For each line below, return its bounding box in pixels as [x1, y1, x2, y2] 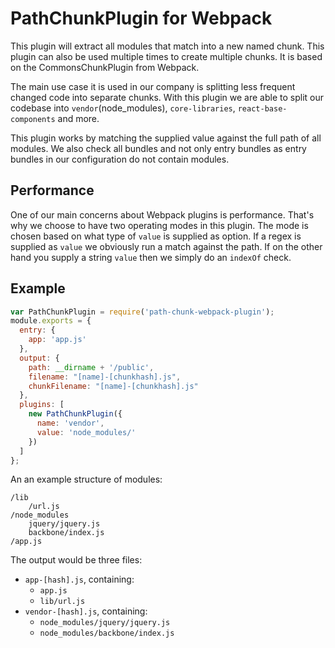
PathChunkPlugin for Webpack [10, 7, 273, 30]
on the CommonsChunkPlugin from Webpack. [10, 61, 200, 73]
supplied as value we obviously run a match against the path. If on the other [10, 240, 323, 252]
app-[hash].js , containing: [24, 573, 135, 586]
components [10, 114, 56, 124]
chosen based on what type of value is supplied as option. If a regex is [10, 230, 302, 242]
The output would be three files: [10, 554, 143, 566]
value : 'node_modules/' [36, 427, 137, 437]
